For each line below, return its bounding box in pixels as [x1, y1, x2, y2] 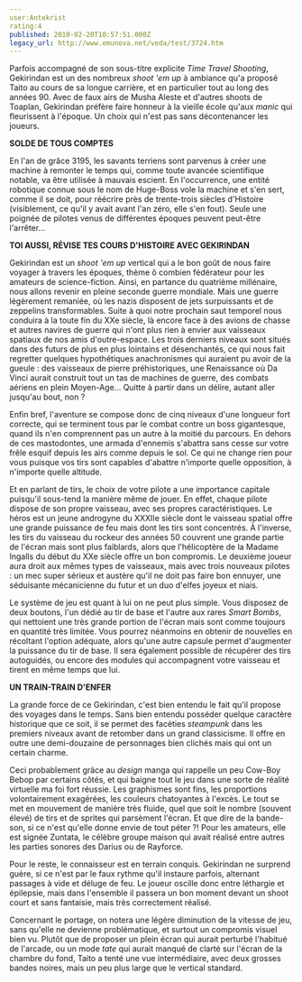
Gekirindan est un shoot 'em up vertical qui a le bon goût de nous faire [9, 258, 271, 269]
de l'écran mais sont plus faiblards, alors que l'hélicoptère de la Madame [9, 542, 279, 553]
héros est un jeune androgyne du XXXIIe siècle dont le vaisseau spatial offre [9, 513, 293, 524]
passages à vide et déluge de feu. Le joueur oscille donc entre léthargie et [9, 878, 285, 889]
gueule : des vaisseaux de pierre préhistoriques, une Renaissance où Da [9, 363, 278, 374]
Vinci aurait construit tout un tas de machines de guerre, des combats [9, 372, 269, 383]
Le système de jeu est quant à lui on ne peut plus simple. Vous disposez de [9, 597, 288, 609]
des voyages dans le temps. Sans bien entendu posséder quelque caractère [9, 709, 292, 720]
